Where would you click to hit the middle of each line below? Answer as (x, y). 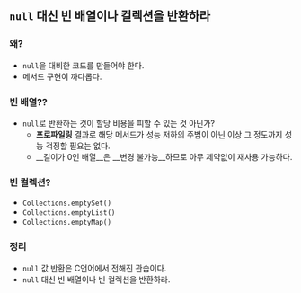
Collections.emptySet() (67, 204)
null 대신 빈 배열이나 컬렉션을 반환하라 (110, 16)
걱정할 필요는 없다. (78, 146)
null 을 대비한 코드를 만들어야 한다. (83, 65)
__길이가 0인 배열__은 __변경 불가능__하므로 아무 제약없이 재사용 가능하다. (164, 156)
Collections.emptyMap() (67, 223)
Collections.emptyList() (69, 213)
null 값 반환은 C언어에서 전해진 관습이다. (94, 268)
